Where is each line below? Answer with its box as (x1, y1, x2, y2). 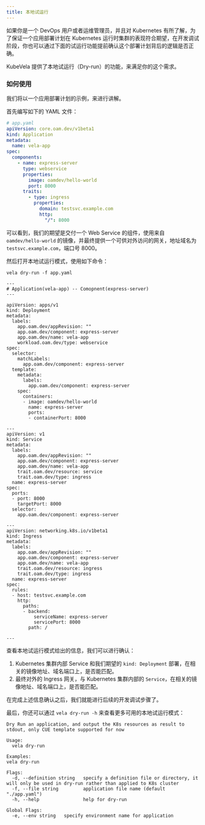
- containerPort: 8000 (28, 415, 86, 421)
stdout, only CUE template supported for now (6, 726, 124, 733)
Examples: (6, 753, 32, 759)
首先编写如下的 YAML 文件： (6, 108, 78, 115)
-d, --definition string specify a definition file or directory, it (12, 775, 199, 781)
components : (12, 154, 43, 160)
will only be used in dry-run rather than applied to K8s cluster (6, 780, 179, 786)
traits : (22, 189, 43, 195)
